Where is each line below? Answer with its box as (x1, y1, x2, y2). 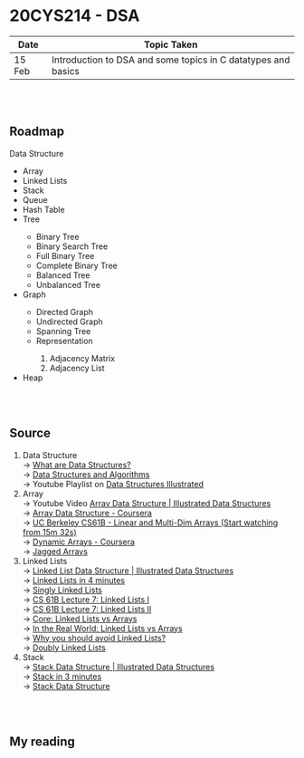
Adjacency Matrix (49, 352, 116, 363)
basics (51, 64, 80, 77)
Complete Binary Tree (35, 260, 118, 271)
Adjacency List (49, 362, 106, 373)
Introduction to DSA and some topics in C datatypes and (51, 53, 290, 66)
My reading (9, 734, 75, 749)
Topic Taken (144, 38, 198, 51)
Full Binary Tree (35, 250, 95, 261)
